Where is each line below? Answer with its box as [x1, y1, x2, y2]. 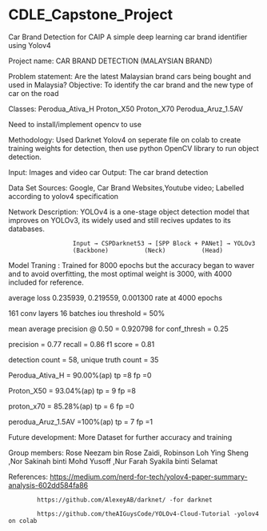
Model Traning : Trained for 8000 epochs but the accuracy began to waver [8, 260, 255, 269]
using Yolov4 [8, 40, 52, 50]
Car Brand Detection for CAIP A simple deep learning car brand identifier [8, 32, 248, 42]
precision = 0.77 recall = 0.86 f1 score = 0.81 [8, 339, 155, 349]
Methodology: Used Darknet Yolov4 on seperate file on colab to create [8, 134, 241, 145]
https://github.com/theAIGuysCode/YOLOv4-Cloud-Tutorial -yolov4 [37, 509, 260, 517]
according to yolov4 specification [8, 191, 118, 201]
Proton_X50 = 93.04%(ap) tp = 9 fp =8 [8, 385, 136, 395]
